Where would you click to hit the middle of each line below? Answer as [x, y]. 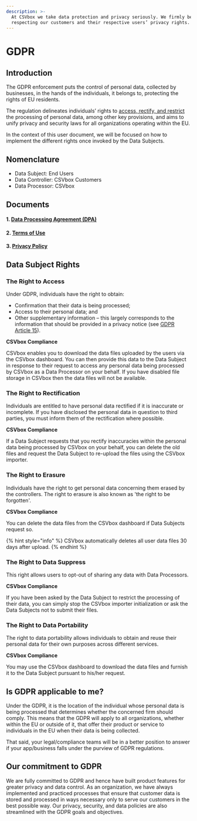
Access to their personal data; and [56, 312]
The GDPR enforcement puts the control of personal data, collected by [91, 87]
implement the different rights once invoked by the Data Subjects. [85, 141]
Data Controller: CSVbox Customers [58, 180]
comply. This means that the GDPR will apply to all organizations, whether [95, 718]
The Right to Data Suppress [46, 562]
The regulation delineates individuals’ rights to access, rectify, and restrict [95, 111]
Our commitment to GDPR [54, 767]
